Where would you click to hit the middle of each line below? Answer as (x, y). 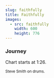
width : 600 (26, 29)
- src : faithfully (30, 24)
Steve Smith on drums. (25, 71)
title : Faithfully (25, 15)
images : (13, 19)
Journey (16, 51)
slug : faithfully (24, 10)
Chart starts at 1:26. (26, 62)
